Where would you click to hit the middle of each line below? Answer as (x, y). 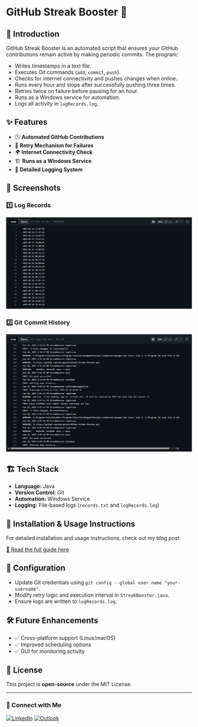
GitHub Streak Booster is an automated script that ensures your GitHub (92, 48)
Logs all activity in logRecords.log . (57, 104)
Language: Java (34, 486)
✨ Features (27, 122)
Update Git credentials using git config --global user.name (88, 582)
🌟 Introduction (33, 34)
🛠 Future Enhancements (52, 621)
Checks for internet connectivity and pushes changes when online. (96, 78)
